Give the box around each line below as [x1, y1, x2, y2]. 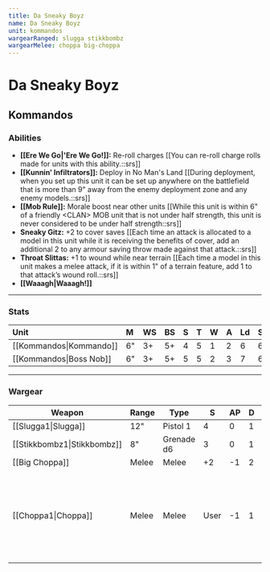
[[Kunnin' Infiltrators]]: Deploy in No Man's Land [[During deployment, [19, 168, 256, 177]
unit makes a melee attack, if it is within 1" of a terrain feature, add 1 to [19, 262, 252, 271]
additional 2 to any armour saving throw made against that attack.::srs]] [19, 244, 257, 254]
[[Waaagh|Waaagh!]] [19, 279, 92, 288]
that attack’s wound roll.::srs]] [19, 270, 119, 280]
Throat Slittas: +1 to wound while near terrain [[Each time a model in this [19, 253, 261, 262]
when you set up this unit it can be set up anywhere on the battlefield [19, 176, 250, 186]
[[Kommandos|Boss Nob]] [12, 353, 112, 365]
